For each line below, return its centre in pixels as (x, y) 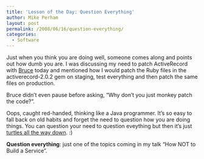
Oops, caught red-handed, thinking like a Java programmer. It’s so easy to (99, 113)
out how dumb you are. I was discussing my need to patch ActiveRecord (97, 64)
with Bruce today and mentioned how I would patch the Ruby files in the (97, 70)
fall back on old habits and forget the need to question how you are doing (98, 120)
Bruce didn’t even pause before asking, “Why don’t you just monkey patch (100, 95)
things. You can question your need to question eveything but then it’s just (99, 126)
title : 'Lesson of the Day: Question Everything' (71, 12)
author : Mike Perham (33, 18)
